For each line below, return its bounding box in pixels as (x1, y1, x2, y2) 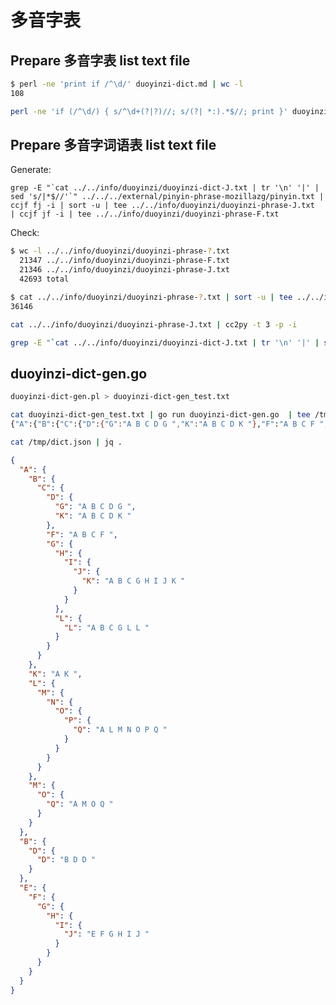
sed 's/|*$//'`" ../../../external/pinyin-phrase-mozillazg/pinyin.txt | (10, 192, 325, 202)
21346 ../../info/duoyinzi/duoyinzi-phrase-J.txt (19, 265, 230, 275)
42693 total (19, 274, 70, 285)
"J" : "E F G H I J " (63, 929, 150, 940)
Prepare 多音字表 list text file (10, 52, 191, 69)
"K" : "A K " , (28, 669, 83, 679)
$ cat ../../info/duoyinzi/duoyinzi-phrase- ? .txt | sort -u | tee (10, 292, 293, 302)
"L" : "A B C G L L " (63, 622, 150, 633)
